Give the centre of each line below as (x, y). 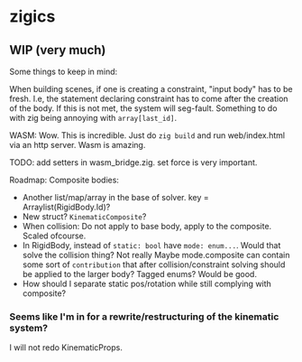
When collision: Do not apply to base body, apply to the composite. (147, 226)
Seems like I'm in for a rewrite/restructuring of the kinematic (144, 316)
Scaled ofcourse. (54, 236)
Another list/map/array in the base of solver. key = (115, 197)
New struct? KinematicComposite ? (84, 217)
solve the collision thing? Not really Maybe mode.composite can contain (156, 255)
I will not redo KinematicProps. (66, 348)
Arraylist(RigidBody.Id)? (66, 207)
